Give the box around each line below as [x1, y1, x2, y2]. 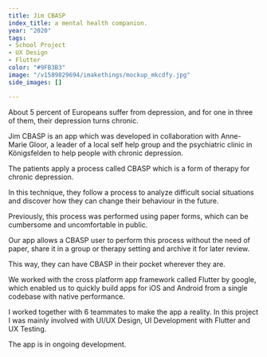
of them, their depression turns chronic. [8, 116, 139, 125]
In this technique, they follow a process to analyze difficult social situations [8, 187, 254, 197]
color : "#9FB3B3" [8, 64, 66, 72]
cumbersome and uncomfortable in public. [8, 220, 148, 229]
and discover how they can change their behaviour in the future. [8, 196, 219, 206]
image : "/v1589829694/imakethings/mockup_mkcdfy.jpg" [8, 71, 191, 79]
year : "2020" [8, 26, 52, 34]
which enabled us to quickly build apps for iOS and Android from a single [8, 283, 248, 292]
